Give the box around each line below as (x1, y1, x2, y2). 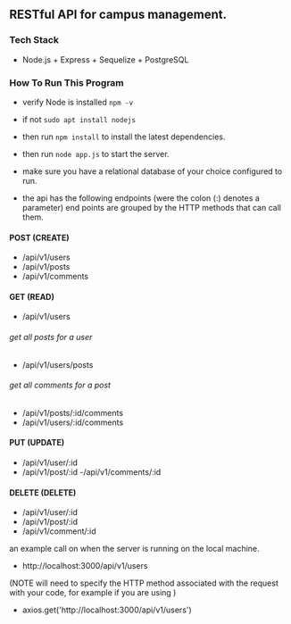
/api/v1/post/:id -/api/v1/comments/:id (21, 467, 162, 477)
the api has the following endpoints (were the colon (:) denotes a (21, 192, 261, 204)
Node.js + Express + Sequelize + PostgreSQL (21, 54, 189, 65)
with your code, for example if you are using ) (9, 587, 177, 598)
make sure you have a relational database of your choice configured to (21, 165, 283, 177)
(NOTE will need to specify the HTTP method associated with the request (9, 578, 279, 588)
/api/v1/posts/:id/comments (21, 407, 123, 418)
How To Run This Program (9, 76, 125, 88)
